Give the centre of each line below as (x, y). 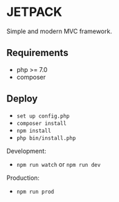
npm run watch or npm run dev (58, 164)
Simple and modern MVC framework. (59, 31)
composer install (42, 123)
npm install (34, 131)
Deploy (22, 99)
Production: (23, 178)
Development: (26, 151)
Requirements (37, 53)
